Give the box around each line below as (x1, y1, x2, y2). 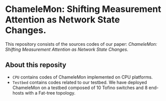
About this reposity (5, 61, 66, 69)
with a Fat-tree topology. (24, 90, 76, 96)
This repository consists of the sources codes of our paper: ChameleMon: (5, 41, 158, 47)
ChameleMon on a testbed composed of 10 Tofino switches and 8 (12, 85, 148, 91)
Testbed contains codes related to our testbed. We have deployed (12, 79, 147, 85)
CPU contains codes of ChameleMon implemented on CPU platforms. (12, 74, 153, 80)
